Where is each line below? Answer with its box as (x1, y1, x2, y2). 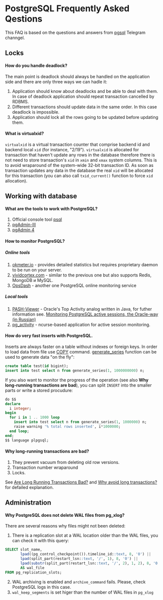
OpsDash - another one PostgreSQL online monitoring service (12, 282, 137, 288)
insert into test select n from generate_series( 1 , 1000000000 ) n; (5, 368, 145, 373)
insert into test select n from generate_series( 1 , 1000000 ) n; (14, 419, 147, 425)
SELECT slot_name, (5, 547, 42, 552)
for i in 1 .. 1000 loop (9, 415, 60, 420)
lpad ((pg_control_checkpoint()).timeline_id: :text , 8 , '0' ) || (20, 552, 151, 557)
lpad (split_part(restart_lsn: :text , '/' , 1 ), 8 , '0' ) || (20, 556, 138, 561)
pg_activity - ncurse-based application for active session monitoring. (12, 322, 151, 327)
